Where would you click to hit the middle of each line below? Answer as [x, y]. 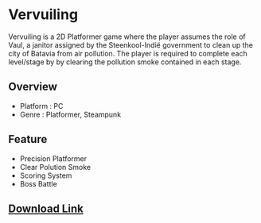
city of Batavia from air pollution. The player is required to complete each [128, 53]
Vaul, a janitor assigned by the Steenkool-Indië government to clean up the [130, 44]
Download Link [46, 208]
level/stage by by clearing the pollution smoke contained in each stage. [125, 62]
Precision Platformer [53, 158]
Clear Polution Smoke [55, 167]
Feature [28, 139]
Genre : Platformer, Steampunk [70, 114]
